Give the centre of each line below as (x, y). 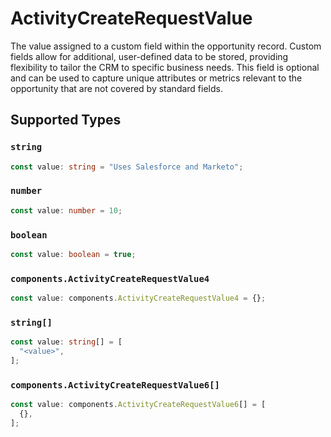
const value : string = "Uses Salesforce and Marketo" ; (127, 167)
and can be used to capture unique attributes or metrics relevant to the (156, 78)
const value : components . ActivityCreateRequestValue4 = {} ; (138, 298)
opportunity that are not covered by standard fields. (116, 88)
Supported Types (66, 120)
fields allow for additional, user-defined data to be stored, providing (149, 56)
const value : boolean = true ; (73, 254)
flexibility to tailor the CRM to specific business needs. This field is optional (165, 67)
